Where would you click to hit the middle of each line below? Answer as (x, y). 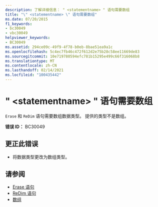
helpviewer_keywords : (28, 38)
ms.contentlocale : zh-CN (31, 65)
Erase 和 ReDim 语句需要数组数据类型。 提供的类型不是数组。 (67, 116)
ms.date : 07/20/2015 (27, 19)
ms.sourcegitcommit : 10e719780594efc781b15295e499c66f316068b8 (72, 56)
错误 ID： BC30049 (25, 126)
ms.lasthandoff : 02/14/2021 (34, 70)
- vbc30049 (16, 33)
